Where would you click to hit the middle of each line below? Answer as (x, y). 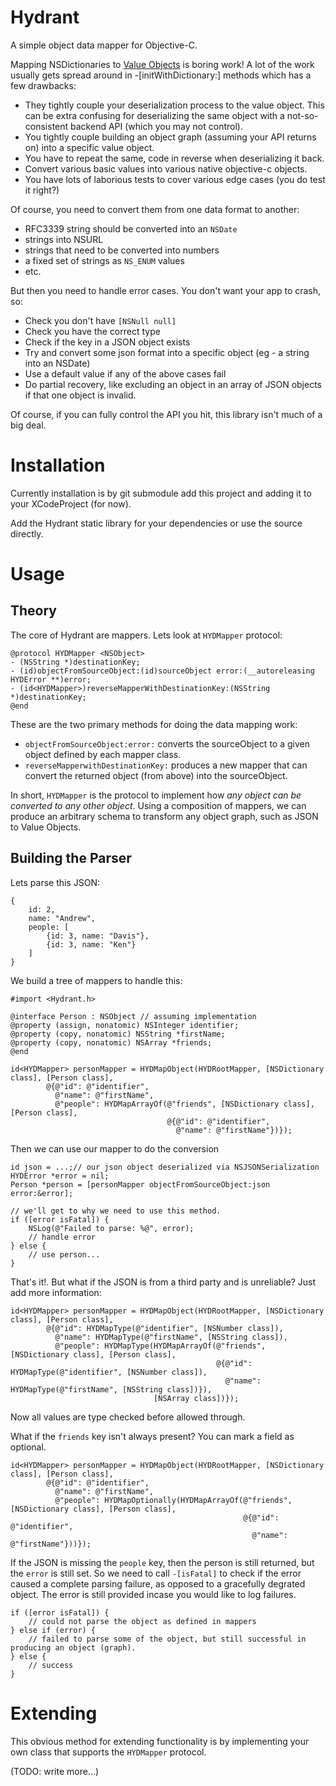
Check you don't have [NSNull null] (100, 320)
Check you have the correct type (92, 331)
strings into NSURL (64, 239)
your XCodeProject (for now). (71, 503)
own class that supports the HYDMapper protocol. (108, 1752)
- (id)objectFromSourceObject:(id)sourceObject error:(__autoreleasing (162, 671)
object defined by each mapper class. (103, 754)
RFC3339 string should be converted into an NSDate (131, 228)
